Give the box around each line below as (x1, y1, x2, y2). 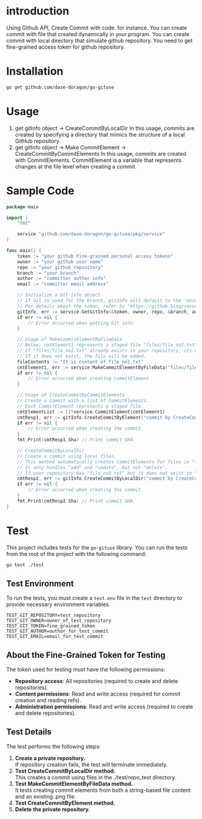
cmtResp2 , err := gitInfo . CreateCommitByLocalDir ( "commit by (17, 475, 173, 482)
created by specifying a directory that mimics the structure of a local (14, 131, 185, 138)
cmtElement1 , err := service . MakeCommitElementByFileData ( (17, 364, 168, 371)
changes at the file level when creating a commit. (14, 162, 137, 170)
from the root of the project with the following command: (6, 550, 147, 557)
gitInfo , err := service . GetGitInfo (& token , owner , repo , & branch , (17, 309, 189, 315)
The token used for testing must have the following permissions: (6, 666, 165, 673)
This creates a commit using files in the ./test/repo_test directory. (14, 773, 176, 780)
